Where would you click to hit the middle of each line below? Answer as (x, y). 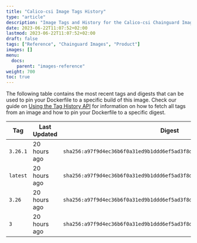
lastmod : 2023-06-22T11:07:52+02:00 (51, 33)
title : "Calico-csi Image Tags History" (56, 11)
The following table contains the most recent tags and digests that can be (95, 94)
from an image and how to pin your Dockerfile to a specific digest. (86, 113)
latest (18, 176)
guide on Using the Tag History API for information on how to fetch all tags (96, 106)
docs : (18, 60)
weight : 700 (21, 72)
